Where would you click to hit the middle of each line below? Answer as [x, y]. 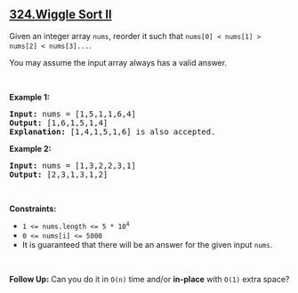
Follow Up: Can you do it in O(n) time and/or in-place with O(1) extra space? [149, 279]
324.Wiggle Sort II [61, 15]
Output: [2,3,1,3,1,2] [59, 174]
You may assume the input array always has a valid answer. [118, 62]
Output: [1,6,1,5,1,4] [59, 123]
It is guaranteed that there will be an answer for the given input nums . [147, 244]
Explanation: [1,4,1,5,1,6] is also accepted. [113, 131]
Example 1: [30, 97]
